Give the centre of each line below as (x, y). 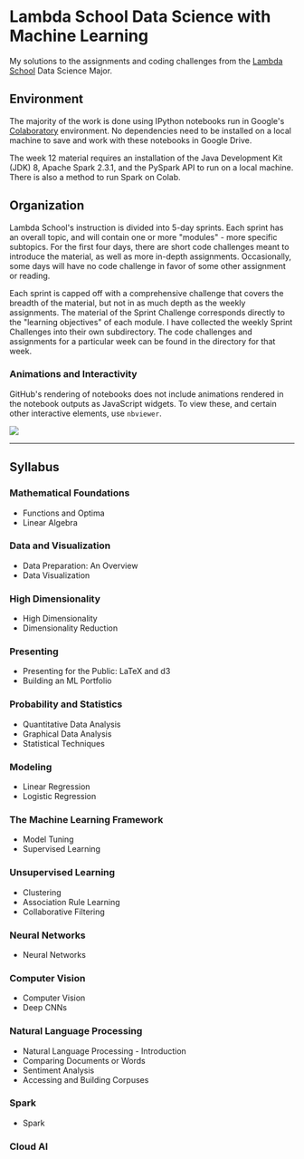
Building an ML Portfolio (67, 681)
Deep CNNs (45, 1008)
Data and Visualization (60, 546)
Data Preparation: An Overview (80, 565)
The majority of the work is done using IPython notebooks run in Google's (147, 121)
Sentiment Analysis (58, 1070)
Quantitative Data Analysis (71, 724)
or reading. (30, 275)
